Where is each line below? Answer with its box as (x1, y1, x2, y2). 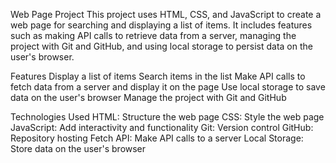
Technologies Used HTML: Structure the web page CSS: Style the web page (10, 111, 325, 123)
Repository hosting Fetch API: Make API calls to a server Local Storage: (10, 132, 304, 144)
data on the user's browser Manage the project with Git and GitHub (10, 92, 287, 103)
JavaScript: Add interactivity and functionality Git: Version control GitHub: (10, 122, 314, 133)
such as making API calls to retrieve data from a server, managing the (10, 30, 297, 41)
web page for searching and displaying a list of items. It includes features (10, 19, 313, 31)
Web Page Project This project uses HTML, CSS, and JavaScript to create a (10, 9, 322, 20)
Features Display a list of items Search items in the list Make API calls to (10, 70, 306, 82)
